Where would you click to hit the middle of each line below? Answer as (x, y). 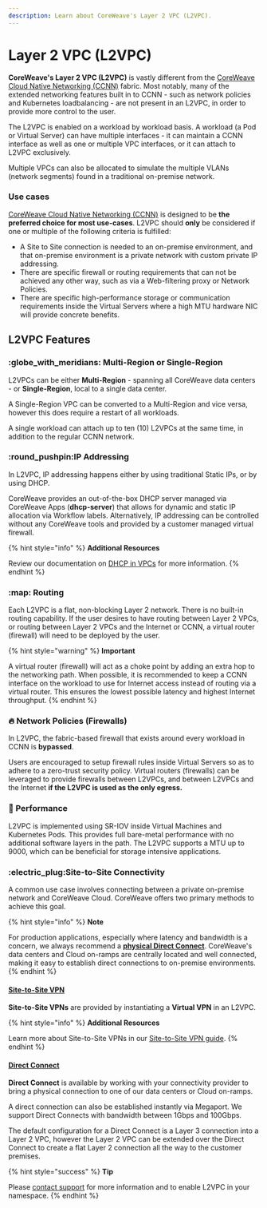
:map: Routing (36, 592)
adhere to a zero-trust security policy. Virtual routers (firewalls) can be (124, 771)
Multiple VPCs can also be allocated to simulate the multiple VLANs (119, 168)
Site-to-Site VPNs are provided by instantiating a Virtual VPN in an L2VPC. (132, 1007)
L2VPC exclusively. (40, 152)
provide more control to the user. (62, 111)
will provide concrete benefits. (70, 314)
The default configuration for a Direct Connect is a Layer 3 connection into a (133, 1131)
